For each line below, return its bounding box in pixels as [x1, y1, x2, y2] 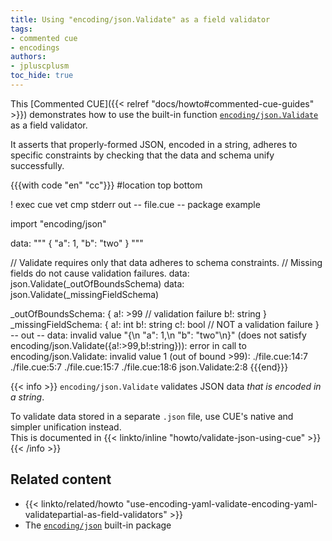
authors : [10, 52, 47, 62]
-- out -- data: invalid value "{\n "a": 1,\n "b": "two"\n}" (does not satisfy [10, 329, 307, 341]
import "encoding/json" [10, 217, 107, 230]
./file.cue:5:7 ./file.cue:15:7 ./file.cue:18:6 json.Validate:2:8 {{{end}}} [10, 361, 289, 373]
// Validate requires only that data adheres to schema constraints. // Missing [10, 256, 323, 268]
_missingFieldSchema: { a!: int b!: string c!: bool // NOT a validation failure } [10, 318, 320, 330]
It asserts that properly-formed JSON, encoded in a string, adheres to [10, 138, 298, 150]
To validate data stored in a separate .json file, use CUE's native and [10, 410, 294, 422]
